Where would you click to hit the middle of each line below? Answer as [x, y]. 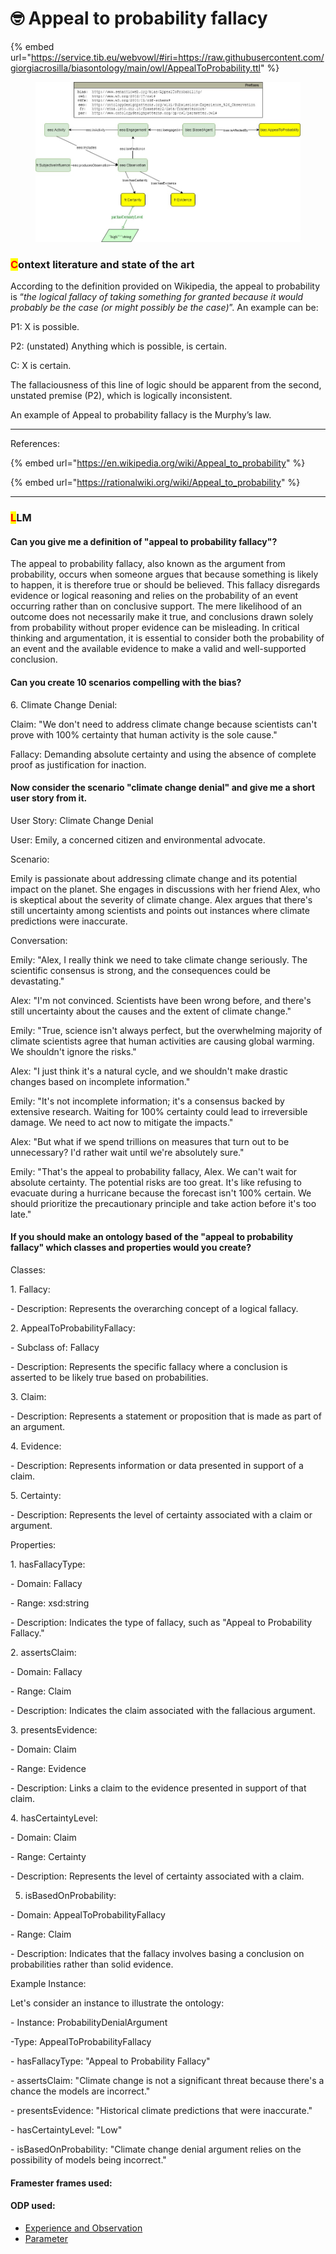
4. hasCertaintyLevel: [54, 1818]
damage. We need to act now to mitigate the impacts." [122, 1122]
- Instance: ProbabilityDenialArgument [89, 2022]
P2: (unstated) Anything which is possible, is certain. [118, 346]
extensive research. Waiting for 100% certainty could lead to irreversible [159, 1111]
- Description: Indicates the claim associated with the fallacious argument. [163, 1710]
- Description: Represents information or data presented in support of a [157, 1465]
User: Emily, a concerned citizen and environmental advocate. [138, 839]
